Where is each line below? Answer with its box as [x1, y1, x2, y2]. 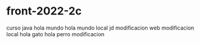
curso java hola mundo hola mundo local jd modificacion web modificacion [6, 24, 195, 31]
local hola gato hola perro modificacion [6, 30, 105, 37]
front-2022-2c [6, 4, 82, 18]
